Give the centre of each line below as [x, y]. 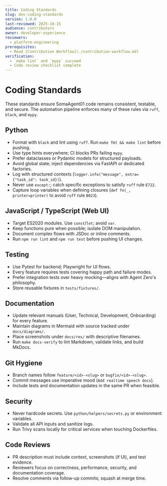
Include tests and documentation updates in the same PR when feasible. [86, 386]
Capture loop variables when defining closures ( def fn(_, [72, 190]
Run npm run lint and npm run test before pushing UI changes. [78, 239]
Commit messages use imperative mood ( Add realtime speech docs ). [83, 380]
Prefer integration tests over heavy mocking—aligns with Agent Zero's [84, 277]
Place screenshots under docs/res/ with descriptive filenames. [77, 337]
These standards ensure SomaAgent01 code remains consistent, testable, [81, 104]
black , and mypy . [22, 115]
